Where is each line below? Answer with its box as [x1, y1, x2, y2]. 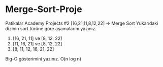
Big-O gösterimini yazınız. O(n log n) [5, 55, 82, 61]
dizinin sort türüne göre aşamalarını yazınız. [5, 25, 96, 31]
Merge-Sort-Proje [5, 4, 82, 15]
